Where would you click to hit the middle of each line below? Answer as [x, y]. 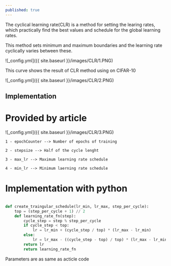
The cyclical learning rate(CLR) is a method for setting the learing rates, [80, 24]
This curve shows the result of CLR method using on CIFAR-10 [70, 70]
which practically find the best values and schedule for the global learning [83, 30]
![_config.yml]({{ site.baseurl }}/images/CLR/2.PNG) [60, 80]
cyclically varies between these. [39, 50]
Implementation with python [66, 189]
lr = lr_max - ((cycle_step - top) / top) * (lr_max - [92, 240]
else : [30, 235]
